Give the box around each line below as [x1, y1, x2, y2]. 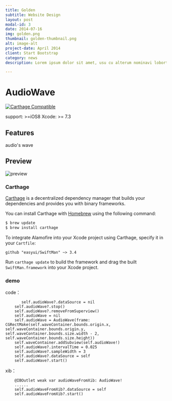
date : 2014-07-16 [5, 27, 42, 32]
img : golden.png [5, 31, 40, 36]
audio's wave [5, 142, 33, 148]
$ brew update [5, 220, 36, 226]
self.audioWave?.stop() [14, 304, 66, 310]
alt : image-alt [5, 41, 38, 46]
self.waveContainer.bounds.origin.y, [5, 327, 86, 332]
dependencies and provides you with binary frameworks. [5, 201, 126, 207]
